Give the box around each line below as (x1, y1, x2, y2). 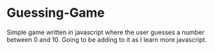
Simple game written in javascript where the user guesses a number (6, 28, 205, 36)
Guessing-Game (6, 5, 105, 21)
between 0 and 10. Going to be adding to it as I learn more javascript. (6, 35, 208, 43)
